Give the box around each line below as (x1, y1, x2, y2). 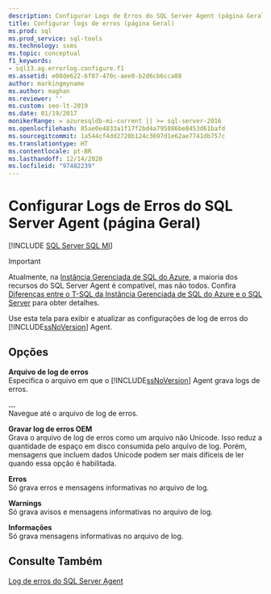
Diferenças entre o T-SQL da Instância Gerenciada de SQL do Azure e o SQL (8, 289, 263, 299)
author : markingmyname (8, 79, 85, 87)
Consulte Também (8, 554, 103, 568)
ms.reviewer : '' (8, 95, 63, 103)
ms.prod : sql (8, 27, 52, 35)
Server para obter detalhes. (8, 298, 100, 308)
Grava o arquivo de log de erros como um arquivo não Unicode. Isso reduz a (8, 432, 263, 442)
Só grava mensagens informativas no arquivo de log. (8, 531, 184, 541)
